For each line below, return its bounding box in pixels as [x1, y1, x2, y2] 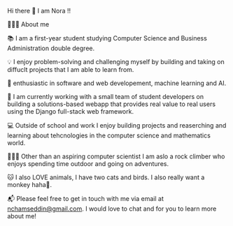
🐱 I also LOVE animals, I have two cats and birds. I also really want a [7, 173, 205, 181]
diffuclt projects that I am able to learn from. [7, 66, 134, 73]
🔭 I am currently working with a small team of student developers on [7, 93, 204, 100]
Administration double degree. [7, 44, 95, 52]
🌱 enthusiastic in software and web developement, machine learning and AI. [7, 79, 227, 87]
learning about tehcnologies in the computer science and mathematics [7, 131, 211, 140]
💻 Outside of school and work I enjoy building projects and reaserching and [7, 121, 227, 129]
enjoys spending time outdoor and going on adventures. [7, 160, 169, 167]
